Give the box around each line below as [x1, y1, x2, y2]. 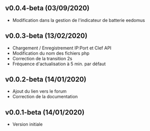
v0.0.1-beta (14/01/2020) [5, 108, 85, 117]
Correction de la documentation [12, 94, 78, 100]
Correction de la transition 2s [12, 55, 72, 61]
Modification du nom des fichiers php [12, 50, 90, 56]
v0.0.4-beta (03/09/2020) [5, 4, 90, 12]
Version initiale [12, 122, 43, 128]
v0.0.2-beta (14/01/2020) [5, 75, 87, 84]
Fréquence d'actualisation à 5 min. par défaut [12, 61, 106, 67]
